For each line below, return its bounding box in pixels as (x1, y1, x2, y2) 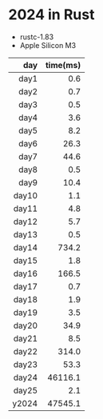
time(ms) (45, 59, 81, 70)
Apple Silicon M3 (19, 40, 77, 50)
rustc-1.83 (19, 32, 54, 42)
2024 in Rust (8, 6, 95, 24)
